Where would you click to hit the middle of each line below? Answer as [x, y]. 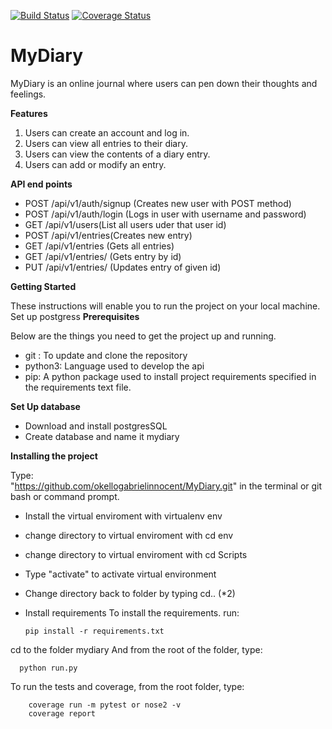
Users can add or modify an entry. [95, 164]
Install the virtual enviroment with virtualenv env [123, 516]
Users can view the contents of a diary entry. [117, 154]
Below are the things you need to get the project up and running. [143, 336]
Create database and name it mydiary [102, 436]
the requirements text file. [78, 387]
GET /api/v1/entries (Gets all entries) [99, 246]
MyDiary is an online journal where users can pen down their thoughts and [164, 83]
